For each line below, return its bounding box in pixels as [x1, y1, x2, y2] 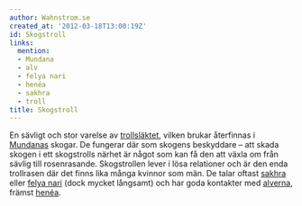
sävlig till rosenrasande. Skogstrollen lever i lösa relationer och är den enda [9, 158, 288, 169]
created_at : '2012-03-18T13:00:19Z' [9, 22, 147, 31]
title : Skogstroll [9, 105, 78, 114]
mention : [17, 47, 50, 56]
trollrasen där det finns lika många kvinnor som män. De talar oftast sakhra [9, 168, 287, 179]
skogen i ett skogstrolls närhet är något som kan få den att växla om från [9, 149, 279, 160]
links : [9, 38, 34, 48]
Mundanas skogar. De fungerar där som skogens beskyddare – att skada [9, 139, 279, 150]
